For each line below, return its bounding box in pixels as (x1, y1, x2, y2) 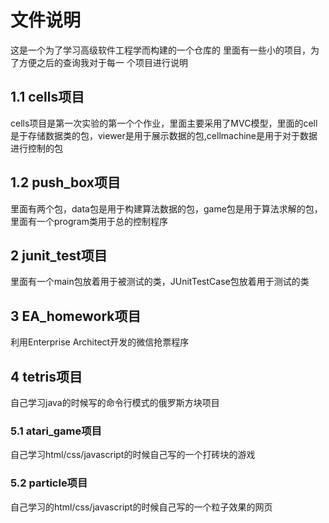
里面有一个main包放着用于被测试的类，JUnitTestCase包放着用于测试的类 (10, 276, 310, 288)
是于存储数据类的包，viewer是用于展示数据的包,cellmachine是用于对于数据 (10, 129, 318, 141)
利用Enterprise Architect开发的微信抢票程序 (10, 336, 190, 348)
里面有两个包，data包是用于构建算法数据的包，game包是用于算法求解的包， (10, 202, 323, 215)
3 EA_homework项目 (10, 307, 142, 325)
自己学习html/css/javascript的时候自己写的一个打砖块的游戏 (10, 449, 256, 461)
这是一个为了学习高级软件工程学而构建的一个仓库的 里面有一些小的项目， (10, 44, 311, 56)
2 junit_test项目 (10, 247, 108, 264)
